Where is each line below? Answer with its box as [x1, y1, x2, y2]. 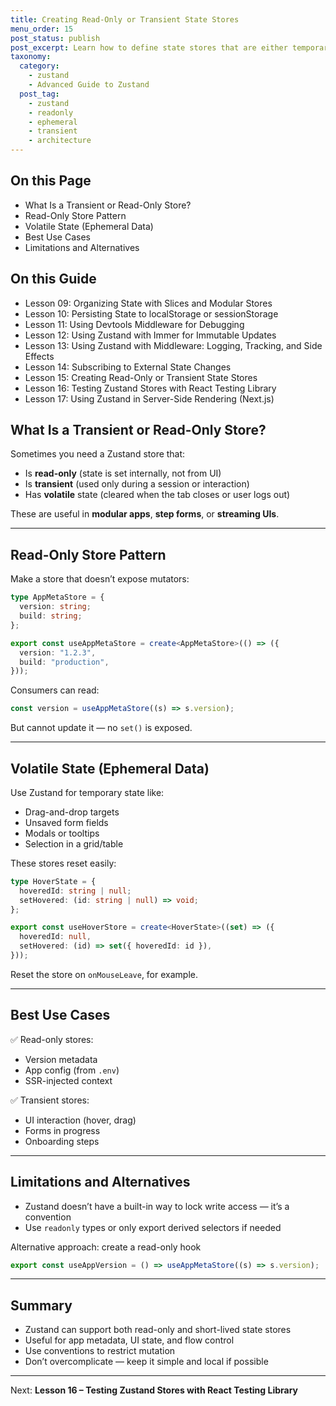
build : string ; [19, 611, 83, 621]
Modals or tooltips [24, 827, 100, 839]
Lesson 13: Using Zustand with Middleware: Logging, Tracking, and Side [24, 339, 323, 351]
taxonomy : [10, 52, 52, 62]
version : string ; [19, 602, 92, 612]
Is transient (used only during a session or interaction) [24, 478, 250, 490]
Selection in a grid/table [24, 837, 124, 850]
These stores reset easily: [10, 857, 117, 869]
